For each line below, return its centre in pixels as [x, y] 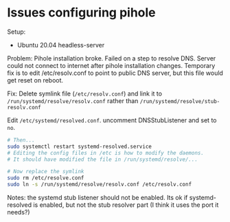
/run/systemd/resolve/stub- [180, 101]
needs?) [19, 212]
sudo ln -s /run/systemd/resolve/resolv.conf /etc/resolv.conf [100, 185]
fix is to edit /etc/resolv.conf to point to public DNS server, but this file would [115, 73]
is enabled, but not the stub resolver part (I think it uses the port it [126, 205]
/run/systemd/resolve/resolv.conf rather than [73, 100]
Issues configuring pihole [81, 13]
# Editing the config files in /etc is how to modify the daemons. [106, 153]
